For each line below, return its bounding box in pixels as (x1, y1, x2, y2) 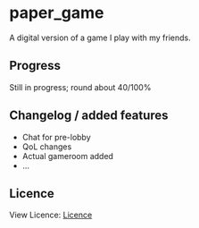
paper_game (9, 3, 104, 23)
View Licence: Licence (9, 209, 93, 221)
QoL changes (21, 141, 72, 152)
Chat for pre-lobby (21, 131, 91, 142)
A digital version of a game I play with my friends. (9, 32, 191, 43)
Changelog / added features (9, 108, 169, 123)
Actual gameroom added (21, 150, 114, 161)
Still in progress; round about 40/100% (9, 81, 152, 92)
